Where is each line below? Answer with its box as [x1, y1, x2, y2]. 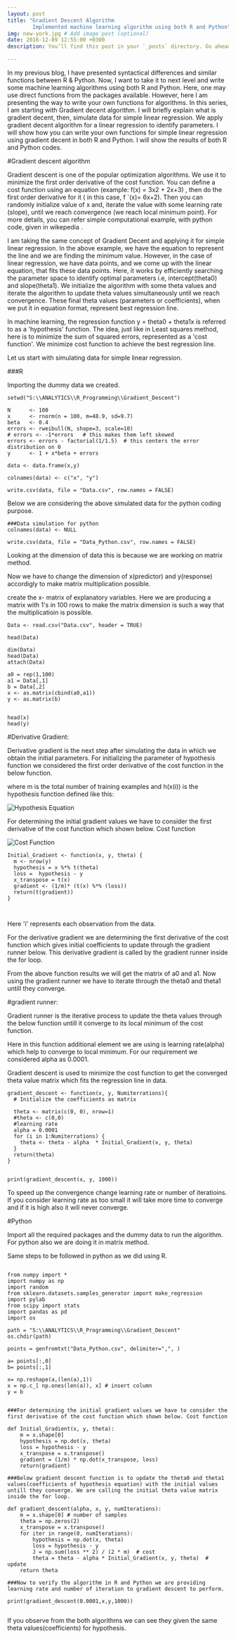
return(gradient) [20, 1462, 71, 1469]
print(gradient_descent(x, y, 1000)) [7, 1176, 118, 1183]
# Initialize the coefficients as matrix [13, 1096, 137, 1103]
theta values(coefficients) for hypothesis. [7, 1624, 126, 1632]
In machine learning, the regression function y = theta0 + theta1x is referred [7, 317, 226, 326]
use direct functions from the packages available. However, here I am [7, 91, 209, 99]
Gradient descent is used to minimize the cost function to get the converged [7, 1069, 228, 1077]
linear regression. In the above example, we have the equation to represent [7, 244, 224, 252]
